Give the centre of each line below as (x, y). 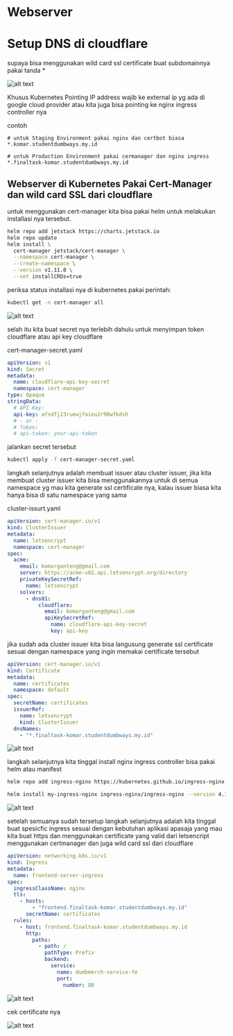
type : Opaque (26, 395)
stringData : (24, 402)
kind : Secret (26, 369)
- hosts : (32, 901)
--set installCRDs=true (48, 277)
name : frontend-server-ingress (59, 875)
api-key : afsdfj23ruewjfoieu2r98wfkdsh (71, 414)
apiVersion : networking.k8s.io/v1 (57, 856)
